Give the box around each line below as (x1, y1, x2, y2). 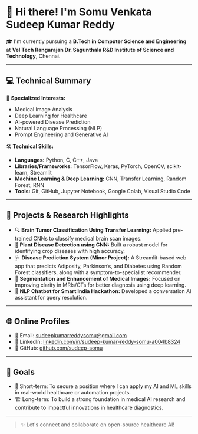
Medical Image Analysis (14, 106, 72, 113)
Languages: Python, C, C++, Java (14, 156, 98, 163)
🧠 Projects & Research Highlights (6, 211, 130, 221)
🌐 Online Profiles (6, 316, 70, 326)
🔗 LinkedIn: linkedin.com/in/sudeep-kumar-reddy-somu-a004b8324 (14, 338, 181, 346)
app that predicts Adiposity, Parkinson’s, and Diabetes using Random (14, 262, 183, 269)
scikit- (166, 162, 182, 170)
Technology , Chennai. (6, 52, 61, 60)
